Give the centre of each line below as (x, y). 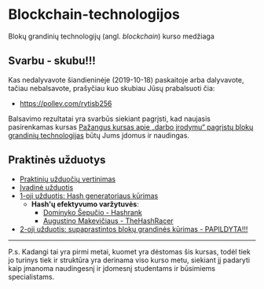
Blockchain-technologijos (94, 15)
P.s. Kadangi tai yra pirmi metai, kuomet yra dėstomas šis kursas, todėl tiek (130, 251)
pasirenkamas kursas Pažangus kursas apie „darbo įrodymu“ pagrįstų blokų (131, 126)
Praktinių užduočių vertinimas (68, 179)
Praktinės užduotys (57, 160)
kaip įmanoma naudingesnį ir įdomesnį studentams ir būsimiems (112, 268)
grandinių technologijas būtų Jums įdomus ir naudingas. (99, 135)
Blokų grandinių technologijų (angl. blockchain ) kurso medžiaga (111, 36)
